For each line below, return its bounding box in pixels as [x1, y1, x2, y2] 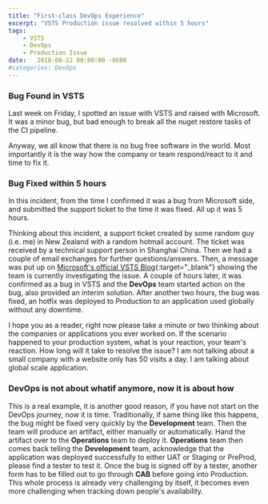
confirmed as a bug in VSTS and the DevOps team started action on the [8, 279, 246, 289]
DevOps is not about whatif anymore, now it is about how [8, 383, 234, 394]
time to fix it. [8, 158, 50, 168]
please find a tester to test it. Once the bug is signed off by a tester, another [8, 461, 258, 470]
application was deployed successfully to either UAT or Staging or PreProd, [8, 452, 257, 462]
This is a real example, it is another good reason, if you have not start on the [8, 401, 259, 410]
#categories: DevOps [8, 64, 78, 72]
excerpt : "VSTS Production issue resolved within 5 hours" [8, 19, 210, 27]
